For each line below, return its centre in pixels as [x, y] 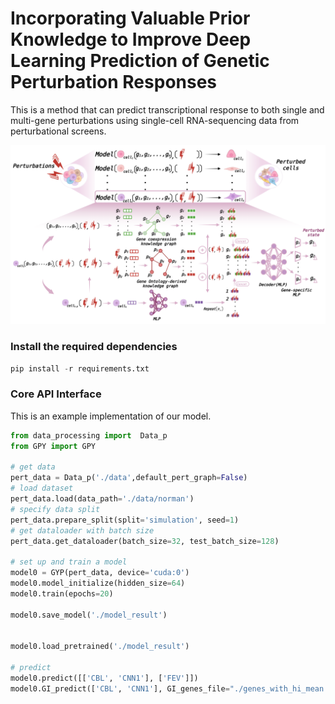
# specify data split [55, 509]
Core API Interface [56, 394]
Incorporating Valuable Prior [130, 18]
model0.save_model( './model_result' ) [89, 615]
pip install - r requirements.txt [80, 368]
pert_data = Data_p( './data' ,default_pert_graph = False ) [129, 478]
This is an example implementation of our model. [111, 416]
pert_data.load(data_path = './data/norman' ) [102, 499]
